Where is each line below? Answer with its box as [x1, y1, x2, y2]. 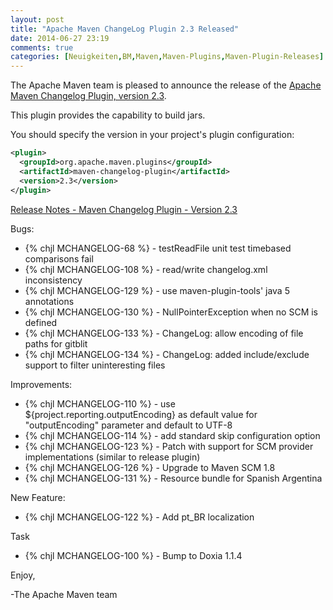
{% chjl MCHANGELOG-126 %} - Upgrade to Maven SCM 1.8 [24, 461, 276, 473]
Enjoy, [10, 569, 36, 581]
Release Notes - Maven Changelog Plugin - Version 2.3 [10, 203, 238, 215]
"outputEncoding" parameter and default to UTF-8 [24, 419, 233, 431]
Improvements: [10, 378, 73, 390]
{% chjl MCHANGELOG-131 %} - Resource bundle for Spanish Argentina [24, 472, 323, 484]
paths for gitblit [24, 337, 88, 350]
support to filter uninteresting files [24, 359, 166, 371]
